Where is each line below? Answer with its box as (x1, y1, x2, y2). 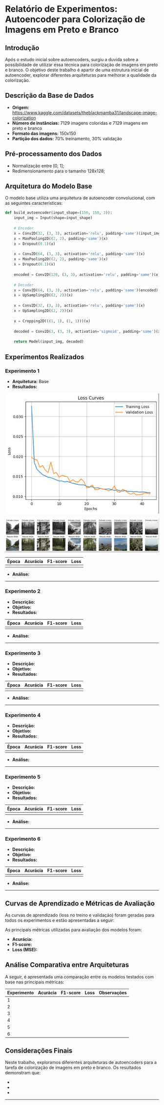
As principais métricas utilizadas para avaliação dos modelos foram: (5, 927, 143, 933)
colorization (12, 115, 37, 121)
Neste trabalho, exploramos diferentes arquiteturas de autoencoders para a (5, 1060, 157, 1065)
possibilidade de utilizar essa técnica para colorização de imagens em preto (5, 62, 158, 67)
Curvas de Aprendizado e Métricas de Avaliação (5, 899, 155, 908)
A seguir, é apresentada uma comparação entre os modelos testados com (5, 974, 154, 979)
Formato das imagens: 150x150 (12, 130, 77, 136)
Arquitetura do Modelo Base (5, 182, 93, 191)
